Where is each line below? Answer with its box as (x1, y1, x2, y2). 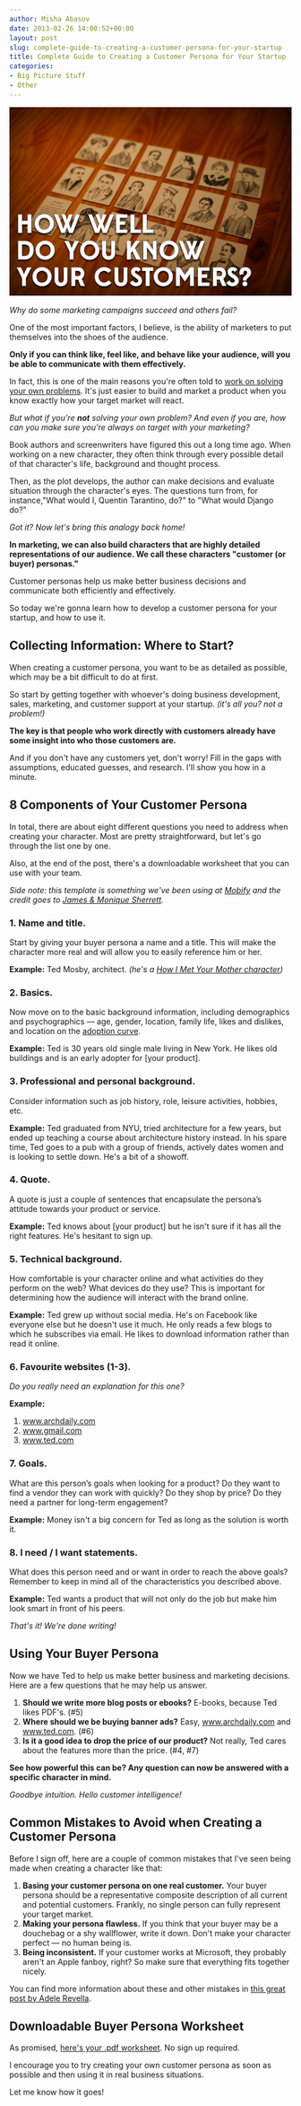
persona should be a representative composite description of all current (21, 1890, 288, 1900)
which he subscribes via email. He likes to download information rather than (9, 1329, 289, 1339)
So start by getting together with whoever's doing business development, (9, 689, 280, 699)
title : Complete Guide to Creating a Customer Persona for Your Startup (9, 52, 287, 62)
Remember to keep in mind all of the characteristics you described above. (9, 1576, 282, 1586)
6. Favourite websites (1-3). (9, 1361, 132, 1373)
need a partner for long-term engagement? (9, 1496, 168, 1507)
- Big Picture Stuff (9, 72, 87, 81)
